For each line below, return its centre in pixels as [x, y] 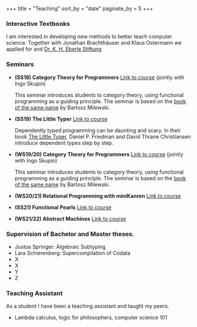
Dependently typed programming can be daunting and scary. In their [98, 130]
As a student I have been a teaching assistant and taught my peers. [88, 306]
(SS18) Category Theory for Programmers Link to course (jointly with [99, 77]
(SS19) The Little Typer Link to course [61, 119]
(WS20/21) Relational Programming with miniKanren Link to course [98, 196]
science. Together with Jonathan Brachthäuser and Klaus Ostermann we [94, 43]
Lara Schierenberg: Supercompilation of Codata [72, 253]
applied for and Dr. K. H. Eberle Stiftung [54, 49]
